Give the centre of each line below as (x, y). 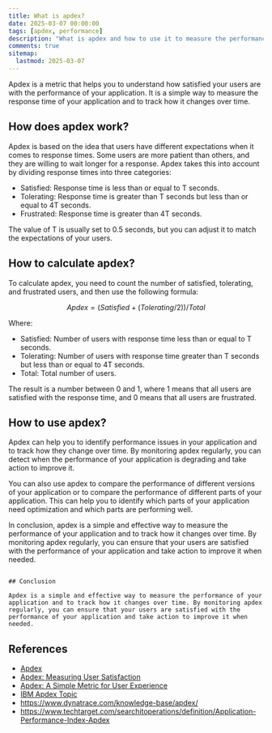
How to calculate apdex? (72, 264)
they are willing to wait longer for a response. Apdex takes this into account (134, 164)
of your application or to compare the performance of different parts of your (135, 492)
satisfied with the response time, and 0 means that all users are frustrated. (132, 397)
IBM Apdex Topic (49, 694)
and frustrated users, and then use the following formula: (103, 292)
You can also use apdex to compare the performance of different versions (132, 484)
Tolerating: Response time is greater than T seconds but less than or (134, 196)
